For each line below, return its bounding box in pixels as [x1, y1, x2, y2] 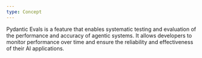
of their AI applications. [6, 45, 65, 52]
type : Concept [6, 8, 42, 15]
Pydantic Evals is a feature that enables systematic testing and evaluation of [6, 25, 197, 33]
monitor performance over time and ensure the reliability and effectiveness [6, 38, 194, 45]
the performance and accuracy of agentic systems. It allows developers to [6, 31, 192, 39]
